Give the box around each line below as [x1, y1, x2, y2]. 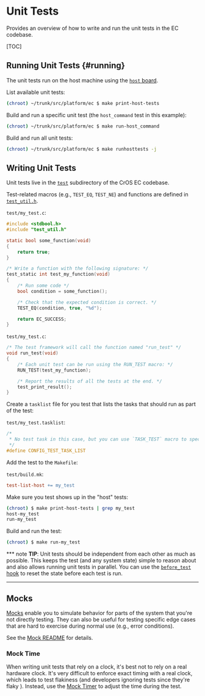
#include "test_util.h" [6, 227, 67, 233]
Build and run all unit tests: [6, 134, 73, 142]
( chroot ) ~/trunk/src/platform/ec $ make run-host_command [6, 123, 160, 129]
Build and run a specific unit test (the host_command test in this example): [6, 111, 187, 118]
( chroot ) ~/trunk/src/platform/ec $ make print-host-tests [6, 100, 160, 106]
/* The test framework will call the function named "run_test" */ [6, 345, 182, 351]
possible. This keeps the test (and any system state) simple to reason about [6, 557, 196, 564]
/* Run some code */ [17, 282, 70, 289]
